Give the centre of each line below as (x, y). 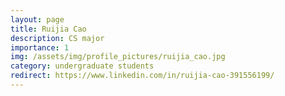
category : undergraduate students (82, 66)
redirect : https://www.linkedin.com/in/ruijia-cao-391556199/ (142, 76)
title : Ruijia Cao (48, 29)
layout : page (37, 19)
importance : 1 (40, 47)
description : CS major (57, 38)
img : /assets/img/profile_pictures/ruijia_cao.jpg (118, 57)
